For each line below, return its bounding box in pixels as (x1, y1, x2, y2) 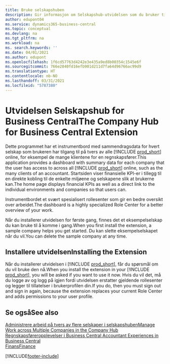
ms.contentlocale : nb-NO (5, 74, 58, 79)
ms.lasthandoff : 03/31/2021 (5, 78, 65, 83)
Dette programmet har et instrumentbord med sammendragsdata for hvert (5, 143, 160, 149)
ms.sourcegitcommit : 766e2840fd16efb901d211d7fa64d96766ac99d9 (5, 64, 142, 69)
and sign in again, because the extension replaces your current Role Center (5, 288, 163, 294)
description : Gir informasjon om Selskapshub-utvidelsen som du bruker (5, 12, 159, 17)
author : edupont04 (5, 17, 44, 22)
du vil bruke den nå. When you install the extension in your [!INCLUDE (5, 267, 150, 273)
